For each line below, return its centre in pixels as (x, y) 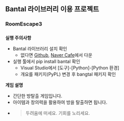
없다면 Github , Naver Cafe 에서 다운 (56, 55)
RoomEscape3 (24, 24)
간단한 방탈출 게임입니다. (37, 96)
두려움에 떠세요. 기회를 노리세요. (58, 113)
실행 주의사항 (18, 38)
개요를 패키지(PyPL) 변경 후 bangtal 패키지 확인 (68, 74)
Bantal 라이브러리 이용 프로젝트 (52, 9)
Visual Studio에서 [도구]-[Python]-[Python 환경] (70, 68)
